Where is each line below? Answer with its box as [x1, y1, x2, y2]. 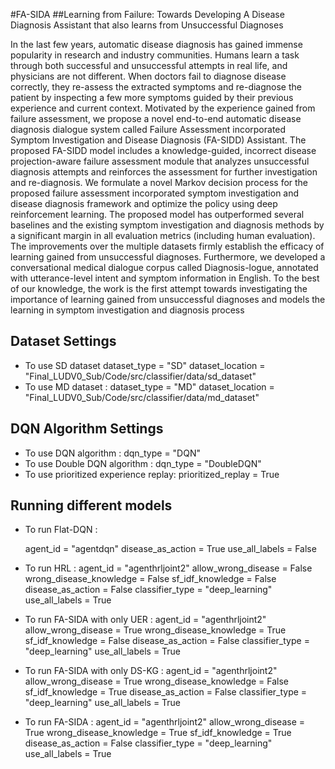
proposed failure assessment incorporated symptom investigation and [10, 187, 300, 199]
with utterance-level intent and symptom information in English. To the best [10, 272, 320, 284]
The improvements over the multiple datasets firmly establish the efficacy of [10, 240, 325, 252]
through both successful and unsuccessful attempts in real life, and [10, 60, 288, 71]
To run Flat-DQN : [24, 524, 98, 536]
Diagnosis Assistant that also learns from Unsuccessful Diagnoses [10, 19, 284, 31]
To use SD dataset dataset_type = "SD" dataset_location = [24, 359, 266, 371]
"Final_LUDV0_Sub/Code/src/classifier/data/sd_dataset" [24, 370, 257, 382]
